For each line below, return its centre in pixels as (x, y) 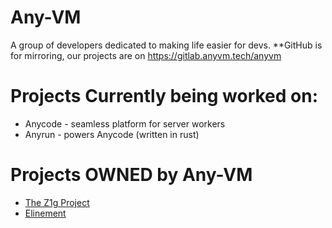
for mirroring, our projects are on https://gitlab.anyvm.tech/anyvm (146, 55)
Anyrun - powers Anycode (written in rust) (112, 134)
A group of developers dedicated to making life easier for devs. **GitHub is (166, 45)
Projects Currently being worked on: (164, 96)
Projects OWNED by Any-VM (131, 175)
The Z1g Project (57, 202)
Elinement (45, 213)
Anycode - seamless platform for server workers (125, 123)
